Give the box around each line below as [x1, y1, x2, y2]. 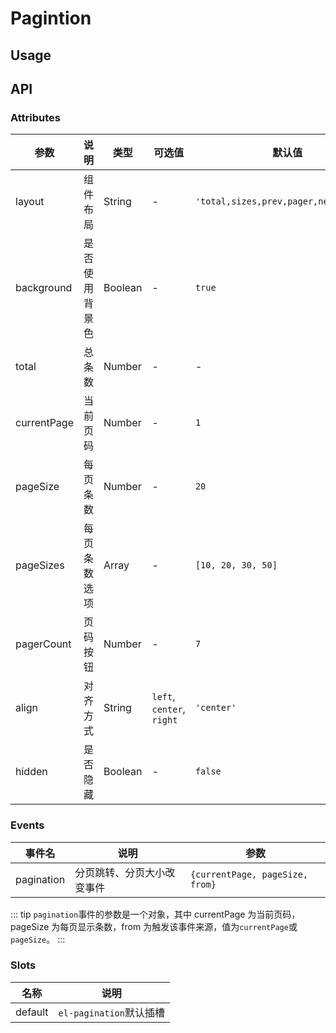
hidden [15, 765, 48, 779]
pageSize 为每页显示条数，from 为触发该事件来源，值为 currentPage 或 [10, 920, 298, 932]
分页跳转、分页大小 [74, 865, 166, 879]
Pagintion [10, 7, 92, 30]
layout [15, 195, 45, 209]
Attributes [10, 110, 61, 124]
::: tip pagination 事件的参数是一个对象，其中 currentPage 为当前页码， [10, 908, 301, 920]
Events [10, 818, 45, 832]
